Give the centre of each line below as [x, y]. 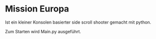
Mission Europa [37, 9]
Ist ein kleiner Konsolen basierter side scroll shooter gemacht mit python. [78, 22]
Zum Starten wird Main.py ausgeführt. [43, 31]
